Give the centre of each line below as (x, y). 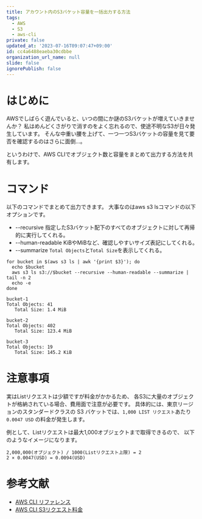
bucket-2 (17, 320)
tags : (13, 18)
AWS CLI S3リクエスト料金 (49, 510)
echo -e (22, 283)
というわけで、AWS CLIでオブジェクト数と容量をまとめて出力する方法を (97, 154)
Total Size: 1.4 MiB (40, 310)
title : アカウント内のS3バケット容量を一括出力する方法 (68, 12)
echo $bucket (28, 267)
